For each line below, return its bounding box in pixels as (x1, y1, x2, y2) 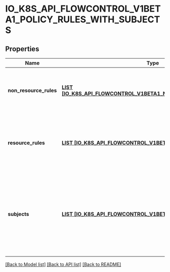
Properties (5, 44, 39, 53)
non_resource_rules (8, 87, 57, 94)
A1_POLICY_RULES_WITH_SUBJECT (5, 14, 160, 25)
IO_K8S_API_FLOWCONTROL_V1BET (5, 3, 161, 15)
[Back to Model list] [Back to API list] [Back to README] (5, 261, 121, 267)
